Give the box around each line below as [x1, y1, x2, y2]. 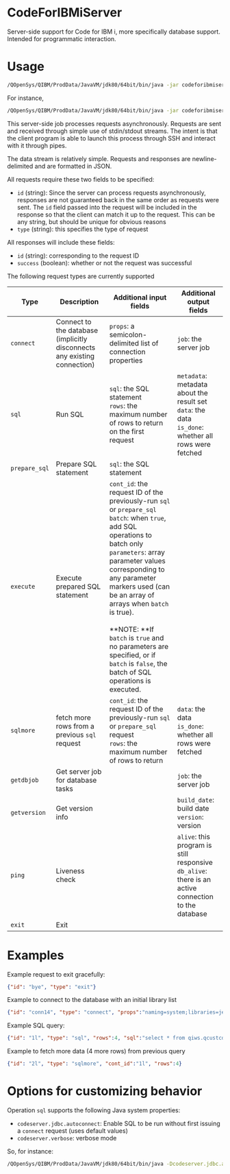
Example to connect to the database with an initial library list [7, 996, 177, 1004]
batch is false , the [109, 659, 168, 668]
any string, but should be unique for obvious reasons [16, 217, 166, 225]
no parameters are [109, 641, 169, 651]
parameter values [109, 556, 166, 565]
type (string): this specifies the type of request [16, 225, 149, 233]
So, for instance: [7, 1147, 53, 1155]
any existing [55, 351, 94, 360]
